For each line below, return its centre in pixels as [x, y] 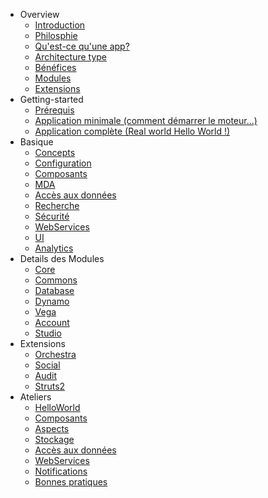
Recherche [57, 205]
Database [54, 290]
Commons [56, 280]
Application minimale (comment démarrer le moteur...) [146, 120]
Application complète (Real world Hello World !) [132, 131]
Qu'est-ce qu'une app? [82, 46]
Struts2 [50, 386]
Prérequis [54, 110]
